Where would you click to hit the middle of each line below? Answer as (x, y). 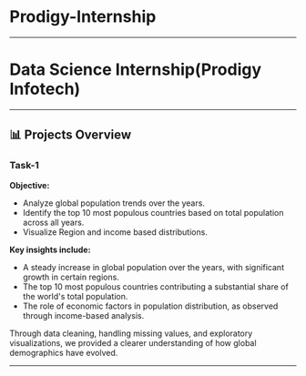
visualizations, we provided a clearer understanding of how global (133, 342)
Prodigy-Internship (83, 17)
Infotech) (45, 89)
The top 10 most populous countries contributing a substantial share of (155, 286)
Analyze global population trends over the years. (113, 203)
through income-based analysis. (83, 315)
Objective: (30, 185)
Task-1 (24, 166)
